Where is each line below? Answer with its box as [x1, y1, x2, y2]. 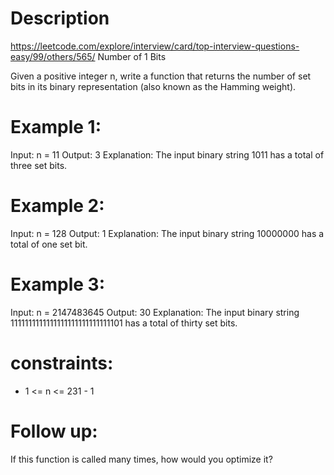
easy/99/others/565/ [10, 50, 96, 62]
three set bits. [10, 159, 68, 171]
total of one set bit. [10, 238, 88, 250]
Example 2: [10, 195, 105, 217]
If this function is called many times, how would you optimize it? [10, 453, 273, 465]
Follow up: [10, 420, 98, 442]
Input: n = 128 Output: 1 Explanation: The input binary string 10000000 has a [10, 227, 325, 239]
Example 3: [10, 273, 105, 296]
